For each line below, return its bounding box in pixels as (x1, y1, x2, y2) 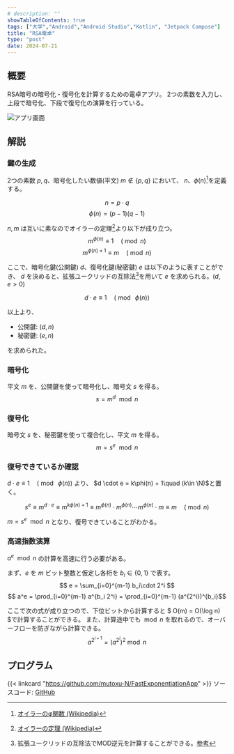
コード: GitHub (13, 688, 56, 697)
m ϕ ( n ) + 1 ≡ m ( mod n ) (82, 247, 152, 257)
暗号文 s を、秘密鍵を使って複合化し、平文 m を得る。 (7, 431, 163, 439)
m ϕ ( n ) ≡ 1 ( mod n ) (88, 235, 146, 245)
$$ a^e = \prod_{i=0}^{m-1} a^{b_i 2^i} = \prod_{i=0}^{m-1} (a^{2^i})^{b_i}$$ (8, 592, 226, 601)
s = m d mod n (95, 394, 139, 403)
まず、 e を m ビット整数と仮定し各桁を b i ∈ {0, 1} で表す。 (7, 569, 175, 579)
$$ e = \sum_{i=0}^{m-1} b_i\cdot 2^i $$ (58, 581, 175, 590)
